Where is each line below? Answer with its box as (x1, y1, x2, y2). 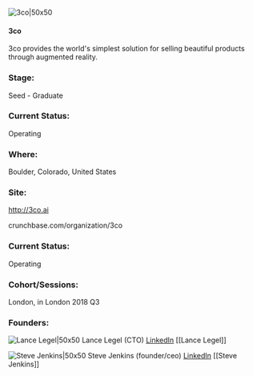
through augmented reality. (8, 52, 98, 62)
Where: (8, 148, 38, 160)
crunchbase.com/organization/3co (8, 220, 122, 230)
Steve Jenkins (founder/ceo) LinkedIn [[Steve (87, 351, 238, 361)
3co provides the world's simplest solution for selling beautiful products (8, 44, 246, 54)
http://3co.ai (8, 205, 50, 215)
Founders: (8, 317, 50, 328)
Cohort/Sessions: (8, 279, 78, 290)
